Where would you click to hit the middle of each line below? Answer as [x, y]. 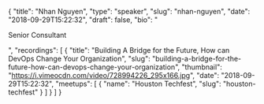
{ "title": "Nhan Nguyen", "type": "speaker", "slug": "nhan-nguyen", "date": [129, 11]
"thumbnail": [201, 67]
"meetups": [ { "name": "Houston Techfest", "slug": [138, 84]
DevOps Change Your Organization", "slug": [80, 59]
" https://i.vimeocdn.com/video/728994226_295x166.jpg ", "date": [114, 75]
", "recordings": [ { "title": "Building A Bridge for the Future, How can [119, 50]
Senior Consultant [37, 35]
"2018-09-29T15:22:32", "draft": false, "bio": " [83, 20]
